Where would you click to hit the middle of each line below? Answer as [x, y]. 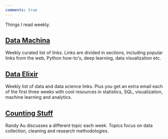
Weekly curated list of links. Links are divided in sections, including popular [84, 53]
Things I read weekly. [28, 24]
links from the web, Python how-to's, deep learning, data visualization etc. [83, 58]
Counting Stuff [29, 113]
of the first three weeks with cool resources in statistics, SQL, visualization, [84, 92]
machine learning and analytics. [39, 97]
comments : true [21, 10]
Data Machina [28, 40]
